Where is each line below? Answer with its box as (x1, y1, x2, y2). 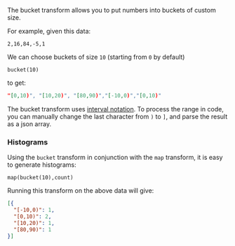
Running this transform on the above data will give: (7, 186, 154, 195)
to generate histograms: (7, 160, 76, 169)
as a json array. (7, 119, 51, 128)
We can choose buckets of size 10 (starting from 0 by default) (7, 53, 185, 61)
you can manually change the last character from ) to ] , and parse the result (7, 112, 228, 121)
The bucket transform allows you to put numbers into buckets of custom (7, 6, 216, 14)
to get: (7, 78, 27, 87)
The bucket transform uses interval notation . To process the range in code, (7, 104, 224, 113)
